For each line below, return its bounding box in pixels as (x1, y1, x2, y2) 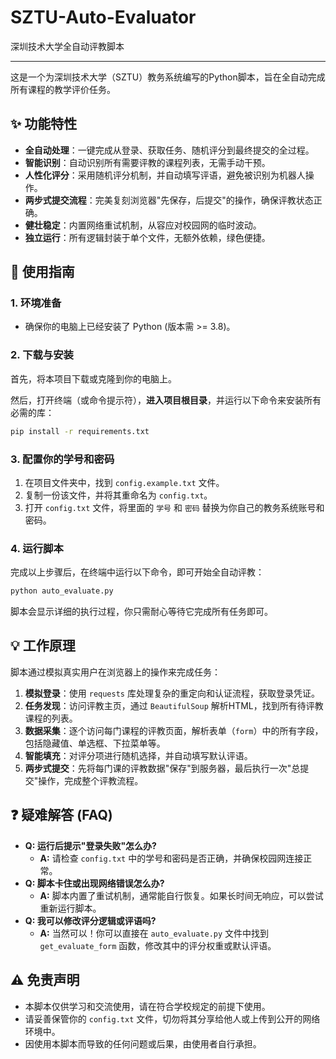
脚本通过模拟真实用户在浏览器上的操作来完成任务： (10, 666, 221, 678)
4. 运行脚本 (10, 541, 64, 555)
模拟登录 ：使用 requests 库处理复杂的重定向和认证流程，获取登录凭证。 (24, 687, 320, 699)
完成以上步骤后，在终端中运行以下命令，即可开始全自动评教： (10, 566, 265, 578)
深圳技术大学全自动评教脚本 (10, 40, 125, 52)
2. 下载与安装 (10, 348, 74, 362)
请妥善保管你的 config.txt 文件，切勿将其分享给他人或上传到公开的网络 (24, 1012, 321, 1025)
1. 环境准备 (10, 296, 62, 310)
